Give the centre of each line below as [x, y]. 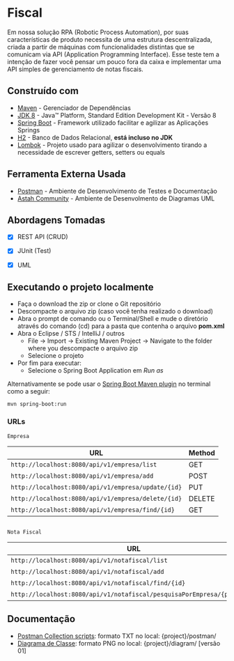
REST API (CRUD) [42, 237]
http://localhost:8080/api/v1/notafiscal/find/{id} [98, 583]
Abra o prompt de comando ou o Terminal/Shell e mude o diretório [112, 319]
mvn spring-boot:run [37, 404]
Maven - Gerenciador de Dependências [74, 108]
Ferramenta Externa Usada [67, 174]
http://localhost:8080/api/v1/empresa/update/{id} [96, 487]
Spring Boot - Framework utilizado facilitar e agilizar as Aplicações [113, 123]
